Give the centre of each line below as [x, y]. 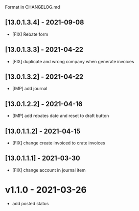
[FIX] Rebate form [30, 34]
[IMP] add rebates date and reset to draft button [60, 116]
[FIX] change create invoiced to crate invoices [58, 143]
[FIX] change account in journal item [49, 170]
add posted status [30, 203]
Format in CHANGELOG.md [33, 7]
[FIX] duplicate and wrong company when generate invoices [73, 61]
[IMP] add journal [30, 89]
